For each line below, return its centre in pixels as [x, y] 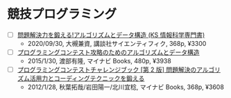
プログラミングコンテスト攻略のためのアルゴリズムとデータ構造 [108, 52]
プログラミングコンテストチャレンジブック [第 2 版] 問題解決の [107, 70]
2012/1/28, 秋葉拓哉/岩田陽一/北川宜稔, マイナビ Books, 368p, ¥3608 [126, 87]
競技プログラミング [62, 14]
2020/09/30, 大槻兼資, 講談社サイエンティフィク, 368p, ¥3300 [117, 43]
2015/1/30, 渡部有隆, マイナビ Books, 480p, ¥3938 [99, 61]
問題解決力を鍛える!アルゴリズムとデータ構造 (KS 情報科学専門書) [111, 35]
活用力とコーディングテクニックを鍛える [87, 79]
